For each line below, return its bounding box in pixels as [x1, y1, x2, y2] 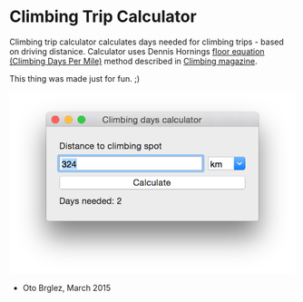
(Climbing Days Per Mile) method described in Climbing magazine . [9, 55, 258, 66]
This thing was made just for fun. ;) [9, 73, 141, 83]
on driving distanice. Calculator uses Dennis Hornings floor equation [9, 45, 265, 56]
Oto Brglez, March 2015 [22, 282, 112, 293]
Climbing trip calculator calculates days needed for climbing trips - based [9, 36, 284, 47]
